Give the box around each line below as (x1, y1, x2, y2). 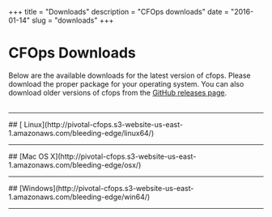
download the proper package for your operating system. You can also (8, 79, 244, 88)
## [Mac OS (8, 151, 49, 161)
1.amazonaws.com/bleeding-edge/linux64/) (8, 128, 155, 138)
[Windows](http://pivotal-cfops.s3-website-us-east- (19, 183, 194, 193)
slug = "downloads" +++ (32, 15, 114, 25)
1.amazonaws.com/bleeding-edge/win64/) (8, 192, 151, 202)
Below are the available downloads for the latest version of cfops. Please (8, 70, 251, 80)
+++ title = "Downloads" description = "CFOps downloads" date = (8, 7, 229, 16)
